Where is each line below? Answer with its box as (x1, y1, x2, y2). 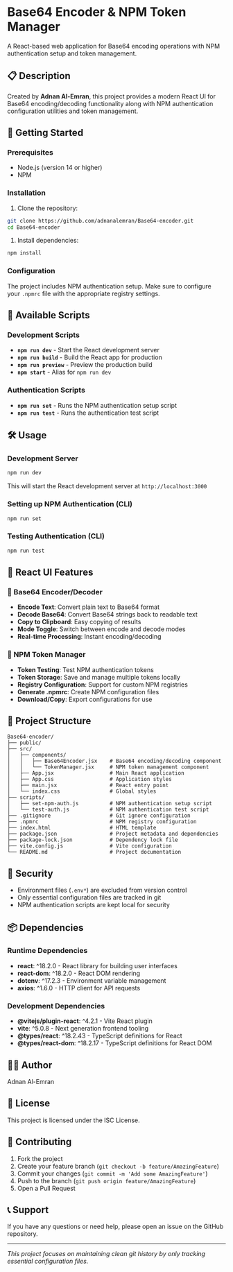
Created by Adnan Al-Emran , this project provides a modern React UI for (7, 92, 216, 101)
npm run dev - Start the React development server (17, 346, 159, 354)
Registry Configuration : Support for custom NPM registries (17, 680, 189, 689)
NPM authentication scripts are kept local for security (17, 901, 170, 909)
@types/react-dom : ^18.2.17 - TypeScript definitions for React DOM (17, 1039, 212, 1047)
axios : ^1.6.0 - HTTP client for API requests (17, 983, 141, 992)
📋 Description (7, 70, 71, 82)
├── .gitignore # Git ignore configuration (7, 812, 191, 819)
